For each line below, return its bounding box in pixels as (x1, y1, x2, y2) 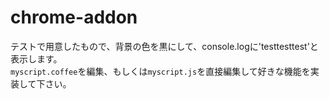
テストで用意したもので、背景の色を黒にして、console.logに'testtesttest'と (10, 40, 319, 52)
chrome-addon (10, 6, 138, 29)
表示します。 (10, 52, 63, 65)
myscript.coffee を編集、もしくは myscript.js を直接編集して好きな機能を (10, 65, 311, 77)
